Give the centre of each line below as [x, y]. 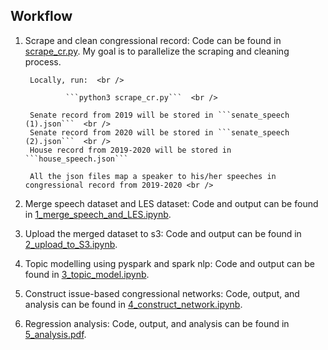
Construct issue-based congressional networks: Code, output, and [162, 293]
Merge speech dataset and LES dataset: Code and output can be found [171, 203]
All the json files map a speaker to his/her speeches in [153, 176]
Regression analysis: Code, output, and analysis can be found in [157, 323]
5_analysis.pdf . [55, 334]
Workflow [41, 16]
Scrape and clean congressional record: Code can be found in [153, 40]
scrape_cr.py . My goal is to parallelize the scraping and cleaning [157, 51]
